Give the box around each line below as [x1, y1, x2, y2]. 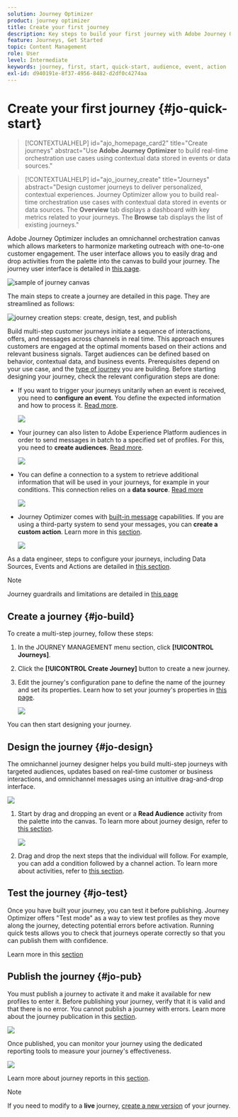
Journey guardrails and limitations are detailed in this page [7, 590, 178, 599]
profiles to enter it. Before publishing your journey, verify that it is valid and [7, 997, 225, 1006]
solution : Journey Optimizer [7, 10, 93, 18]
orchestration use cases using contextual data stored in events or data [24, 154, 231, 163]
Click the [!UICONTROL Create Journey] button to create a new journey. [17, 665, 230, 673]
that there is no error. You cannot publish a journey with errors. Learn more [7, 1004, 226, 1013]
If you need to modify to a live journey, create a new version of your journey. [7, 1101, 231, 1110]
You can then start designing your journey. [7, 720, 132, 729]
